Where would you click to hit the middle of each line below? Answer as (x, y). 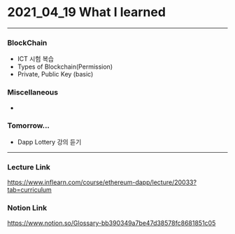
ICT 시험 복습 (36, 59)
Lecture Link (29, 167)
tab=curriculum (30, 190)
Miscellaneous (33, 92)
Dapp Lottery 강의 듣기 (49, 142)
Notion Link (27, 208)
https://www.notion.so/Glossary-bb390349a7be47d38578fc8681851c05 (112, 223)
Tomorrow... (29, 125)
